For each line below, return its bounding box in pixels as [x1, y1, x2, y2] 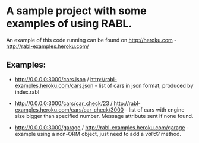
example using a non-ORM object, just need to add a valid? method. [14, 130, 182, 137]
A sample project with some [6, 4, 147, 18]
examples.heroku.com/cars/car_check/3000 [14, 106, 124, 113]
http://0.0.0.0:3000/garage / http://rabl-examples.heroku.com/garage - [14, 123, 189, 131]
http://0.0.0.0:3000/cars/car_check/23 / [14, 100, 113, 107]
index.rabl [14, 88, 40, 96]
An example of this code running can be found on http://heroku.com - [6, 36, 177, 43]
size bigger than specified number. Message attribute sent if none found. [14, 112, 194, 119]
